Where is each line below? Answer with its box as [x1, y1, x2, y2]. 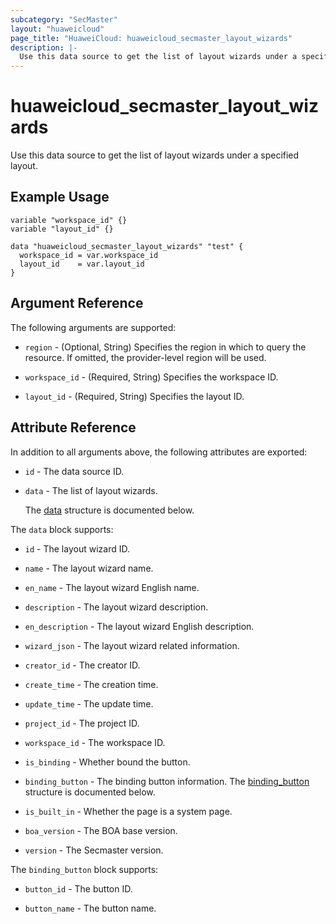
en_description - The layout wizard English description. [24, 620, 255, 632]
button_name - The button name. [24, 902, 157, 914]
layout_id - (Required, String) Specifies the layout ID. [24, 390, 245, 402]
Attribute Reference [10, 419, 137, 436]
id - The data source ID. [24, 465, 125, 477]
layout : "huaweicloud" [10, 24, 105, 34]
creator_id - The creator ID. [24, 659, 141, 671]
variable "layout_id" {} [10, 224, 114, 234]
